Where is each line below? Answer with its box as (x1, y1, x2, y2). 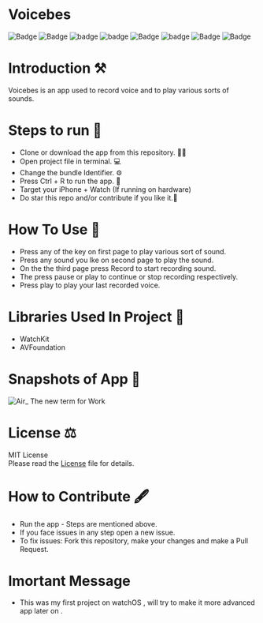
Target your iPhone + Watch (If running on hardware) (19, 184, 191, 194)
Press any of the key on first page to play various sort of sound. (19, 246, 227, 256)
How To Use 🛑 (8, 221, 101, 238)
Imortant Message (8, 572, 131, 590)
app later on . (19, 606, 63, 616)
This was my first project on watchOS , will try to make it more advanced (19, 598, 256, 607)
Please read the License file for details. (8, 458, 135, 467)
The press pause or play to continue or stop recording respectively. (19, 272, 239, 281)
